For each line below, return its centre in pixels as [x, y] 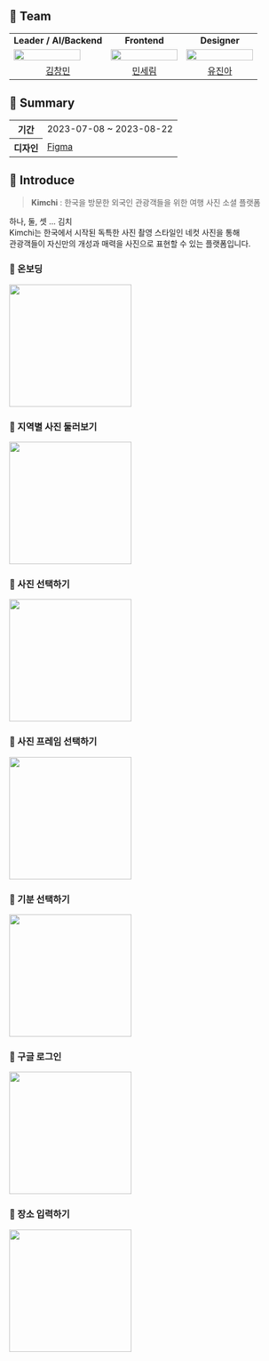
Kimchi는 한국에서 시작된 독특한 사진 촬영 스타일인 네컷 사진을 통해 [125, 233]
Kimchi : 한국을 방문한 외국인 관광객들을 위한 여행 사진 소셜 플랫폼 [146, 203]
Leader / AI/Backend [58, 40]
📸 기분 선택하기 [40, 899]
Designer [220, 40]
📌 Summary [42, 103]
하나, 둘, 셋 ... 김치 [41, 221]
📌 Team [30, 16]
